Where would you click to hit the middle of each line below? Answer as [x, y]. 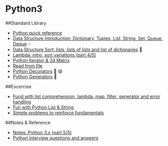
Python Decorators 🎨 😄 [38, 71]
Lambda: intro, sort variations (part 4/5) [54, 55]
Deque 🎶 [22, 43]
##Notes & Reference [28, 123]
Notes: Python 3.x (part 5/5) [42, 132]
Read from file [28, 66]
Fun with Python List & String [43, 107]
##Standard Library [26, 23]
